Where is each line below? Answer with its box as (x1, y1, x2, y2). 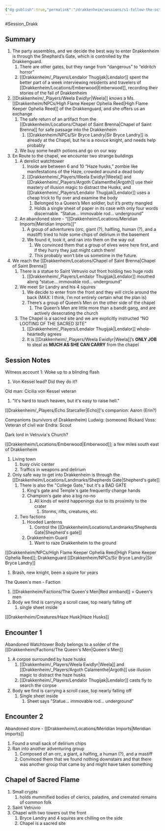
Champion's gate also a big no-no (27, 493, 96, 499)
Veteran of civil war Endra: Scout (5, 422, 72, 428)
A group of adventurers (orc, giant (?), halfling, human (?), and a (27, 227, 156, 232)
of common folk (19, 799, 52, 805)
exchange (12, 111, 33, 117)
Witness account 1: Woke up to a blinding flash (5, 369, 100, 375)
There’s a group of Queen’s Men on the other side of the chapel (27, 300, 156, 306)
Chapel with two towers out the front (12, 810, 87, 816)
